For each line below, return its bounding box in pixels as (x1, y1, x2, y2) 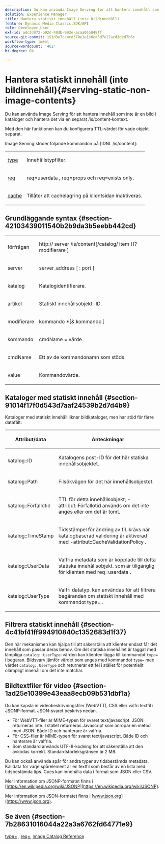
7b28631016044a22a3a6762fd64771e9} (5, 820, 133, 829)
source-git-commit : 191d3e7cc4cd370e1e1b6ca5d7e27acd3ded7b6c (5, 35, 135, 40)
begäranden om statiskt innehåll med (58, 593, 144, 600)
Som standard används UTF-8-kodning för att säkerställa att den (12, 743, 143, 749)
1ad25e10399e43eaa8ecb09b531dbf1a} (5, 689, 131, 698)
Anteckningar (91, 436, 124, 443)
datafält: (5, 420, 22, 425)
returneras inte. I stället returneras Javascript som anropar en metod (12, 722, 151, 728)
